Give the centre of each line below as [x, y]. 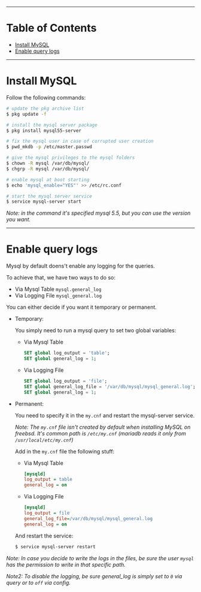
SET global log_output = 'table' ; [67, 353]
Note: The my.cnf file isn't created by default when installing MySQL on [103, 427]
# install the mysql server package [52, 125]
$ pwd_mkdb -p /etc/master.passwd [49, 147]
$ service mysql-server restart [55, 546]
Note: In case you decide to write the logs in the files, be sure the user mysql [100, 558]
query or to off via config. [38, 582]
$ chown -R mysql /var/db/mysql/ [48, 163]
